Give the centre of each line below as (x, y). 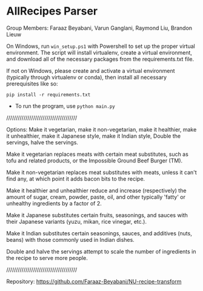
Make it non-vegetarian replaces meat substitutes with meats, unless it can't (101, 172)
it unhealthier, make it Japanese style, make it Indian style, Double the (93, 136)
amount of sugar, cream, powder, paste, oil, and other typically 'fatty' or (96, 197)
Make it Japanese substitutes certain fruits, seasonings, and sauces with (97, 215)
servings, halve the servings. (42, 142)
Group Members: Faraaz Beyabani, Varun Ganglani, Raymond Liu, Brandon (99, 28)
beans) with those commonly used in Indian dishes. (70, 239)
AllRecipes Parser (52, 11)
